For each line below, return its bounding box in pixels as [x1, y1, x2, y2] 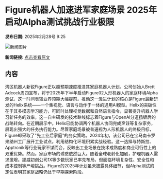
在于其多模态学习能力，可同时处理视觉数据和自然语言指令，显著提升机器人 [5, 108, 154, 114]
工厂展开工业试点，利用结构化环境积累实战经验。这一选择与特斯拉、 [17, 138, 154, 144]
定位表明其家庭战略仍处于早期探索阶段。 [5, 169, 86, 175]
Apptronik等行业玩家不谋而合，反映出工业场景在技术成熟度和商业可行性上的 [5, 144, 157, 150]
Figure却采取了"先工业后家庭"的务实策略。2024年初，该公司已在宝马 [5, 132, 143, 138]
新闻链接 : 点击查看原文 [5, 54, 50, 60]
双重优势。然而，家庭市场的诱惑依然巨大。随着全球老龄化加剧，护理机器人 [5, 150, 154, 156]
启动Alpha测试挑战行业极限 [5, 17, 114, 28]
